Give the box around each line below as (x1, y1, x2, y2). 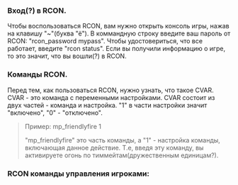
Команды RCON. (7, 69, 68, 79)
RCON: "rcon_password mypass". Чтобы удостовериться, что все (7, 37, 203, 45)
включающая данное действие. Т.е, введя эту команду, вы (24, 143, 204, 152)
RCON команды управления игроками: (7, 169, 150, 179)
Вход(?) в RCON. (7, 6, 67, 16)
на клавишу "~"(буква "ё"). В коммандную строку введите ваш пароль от (7, 29, 231, 38)
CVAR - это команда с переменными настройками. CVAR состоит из (7, 93, 215, 101)
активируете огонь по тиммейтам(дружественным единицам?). (24, 151, 219, 159)
